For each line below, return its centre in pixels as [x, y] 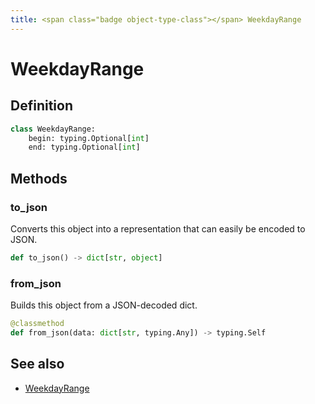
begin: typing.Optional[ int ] [89, 138]
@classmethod [37, 324]
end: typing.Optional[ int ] [84, 147]
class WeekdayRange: [53, 129]
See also [37, 364]
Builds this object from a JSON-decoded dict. [104, 305]
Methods [39, 178]
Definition [41, 106]
